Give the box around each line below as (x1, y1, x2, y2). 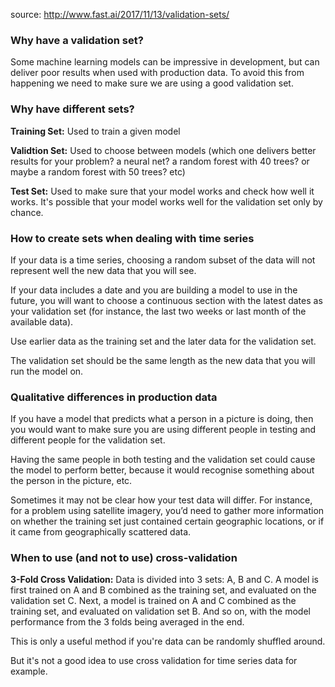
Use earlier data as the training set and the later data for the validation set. (10, 335, 317, 347)
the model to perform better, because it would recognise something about (10, 464, 315, 476)
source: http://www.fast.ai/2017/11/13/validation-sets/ (10, 9, 230, 20)
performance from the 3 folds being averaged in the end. (10, 616, 245, 628)
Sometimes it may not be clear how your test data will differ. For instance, (10, 494, 313, 506)
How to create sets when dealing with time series (10, 231, 255, 245)
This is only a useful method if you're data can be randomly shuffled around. (10, 635, 326, 648)
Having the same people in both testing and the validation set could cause (10, 454, 316, 466)
